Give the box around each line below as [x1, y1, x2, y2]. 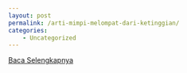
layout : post [8, 11, 52, 20]
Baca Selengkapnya [8, 56, 74, 65]
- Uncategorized [22, 33, 77, 42]
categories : [8, 26, 48, 34]
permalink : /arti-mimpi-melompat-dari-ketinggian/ [8, 19, 180, 27]
